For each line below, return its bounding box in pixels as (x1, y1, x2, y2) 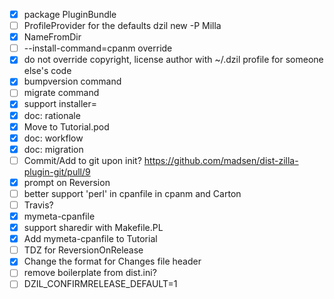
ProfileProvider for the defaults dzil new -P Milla (23, 20, 222, 32)
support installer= (23, 98, 98, 110)
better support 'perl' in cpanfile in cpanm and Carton (23, 187, 242, 199)
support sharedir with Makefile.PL (23, 222, 164, 234)
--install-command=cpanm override (23, 42, 173, 54)
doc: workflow (23, 132, 84, 144)
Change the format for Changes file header (23, 255, 202, 268)
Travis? (23, 199, 54, 211)
